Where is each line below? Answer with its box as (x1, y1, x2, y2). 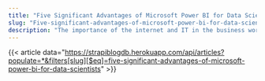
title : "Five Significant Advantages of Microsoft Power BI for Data (8, 11, 242, 20)
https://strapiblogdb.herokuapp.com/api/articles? (64, 48, 225, 57)
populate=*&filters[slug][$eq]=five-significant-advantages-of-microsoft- (8, 56, 245, 65)
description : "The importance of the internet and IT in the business (8, 26, 245, 34)
